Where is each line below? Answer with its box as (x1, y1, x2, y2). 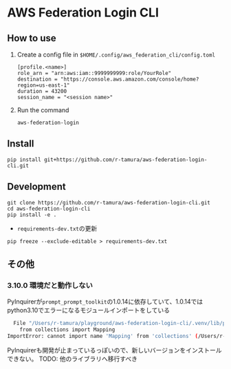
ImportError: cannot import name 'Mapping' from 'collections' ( (7, 333, 198, 340)
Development (7, 181, 67, 193)
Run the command (16, 106, 69, 114)
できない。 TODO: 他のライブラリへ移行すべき (7, 355, 138, 363)
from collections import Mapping (19, 326, 115, 333)
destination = (16, 76, 58, 83)
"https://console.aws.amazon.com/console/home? (60, 76, 199, 83)
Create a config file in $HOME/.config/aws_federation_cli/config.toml (16, 50, 215, 59)
